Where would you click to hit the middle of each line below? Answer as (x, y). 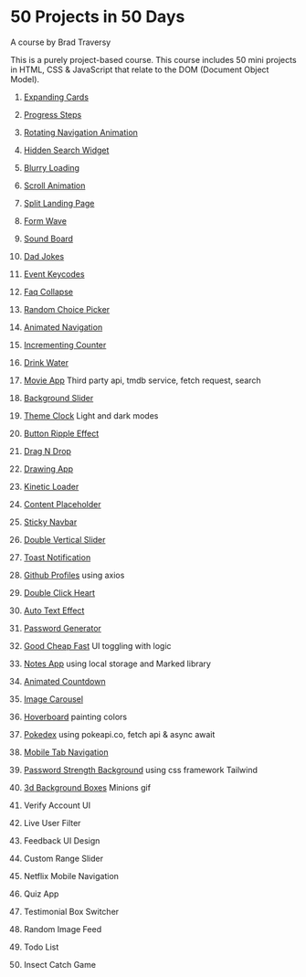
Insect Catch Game (60, 964)
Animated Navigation (63, 327)
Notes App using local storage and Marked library (117, 664)
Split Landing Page (59, 203)
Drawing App (48, 469)
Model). (25, 79)
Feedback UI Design (62, 840)
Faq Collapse (48, 292)
